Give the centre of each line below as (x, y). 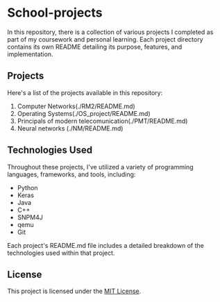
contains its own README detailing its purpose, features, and (95, 47)
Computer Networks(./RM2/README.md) (76, 106)
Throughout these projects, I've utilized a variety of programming (100, 167)
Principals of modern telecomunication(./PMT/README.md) (102, 121)
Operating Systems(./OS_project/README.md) (84, 113)
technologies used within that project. (61, 253)
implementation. (30, 54)
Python (27, 187)
